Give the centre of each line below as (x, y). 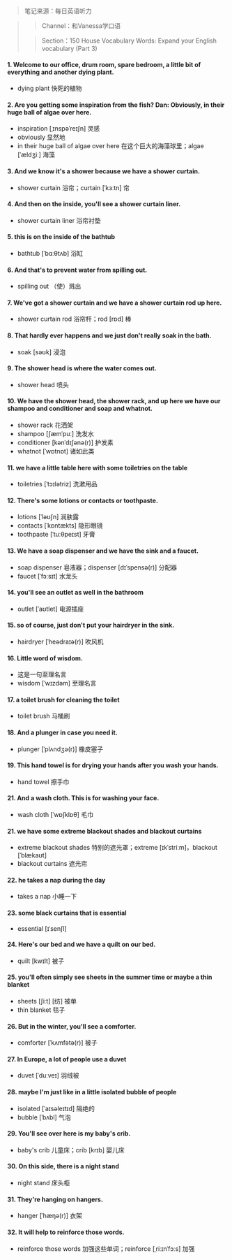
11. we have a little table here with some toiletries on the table (98, 468)
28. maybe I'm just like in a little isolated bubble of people (92, 1092)
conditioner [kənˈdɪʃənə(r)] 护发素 (65, 442)
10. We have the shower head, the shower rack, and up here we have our (114, 401)
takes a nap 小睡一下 (47, 897)
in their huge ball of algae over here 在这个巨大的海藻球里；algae (110, 146)
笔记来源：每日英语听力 (58, 11)
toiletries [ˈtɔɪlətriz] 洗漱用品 (57, 484)
